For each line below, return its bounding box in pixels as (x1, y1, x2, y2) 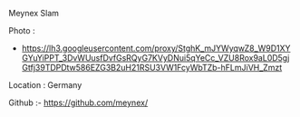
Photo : (8, 25, 35, 35)
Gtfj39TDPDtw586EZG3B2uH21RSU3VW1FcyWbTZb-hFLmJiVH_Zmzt (21, 63, 283, 73)
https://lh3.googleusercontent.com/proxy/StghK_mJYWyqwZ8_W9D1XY (21, 43, 291, 54)
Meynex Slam (8, 8, 60, 18)
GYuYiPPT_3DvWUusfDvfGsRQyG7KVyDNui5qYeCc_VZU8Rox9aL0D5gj (21, 53, 290, 63)
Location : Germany (8, 80, 82, 90)
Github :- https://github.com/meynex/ (8, 97, 149, 108)
